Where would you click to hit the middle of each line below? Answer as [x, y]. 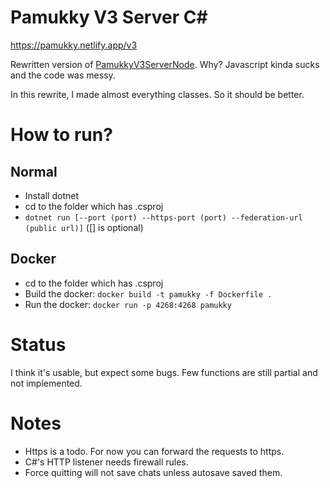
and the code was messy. [63, 75]
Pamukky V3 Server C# [109, 17]
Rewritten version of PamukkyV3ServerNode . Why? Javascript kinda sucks [165, 64]
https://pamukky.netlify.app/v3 [74, 45]
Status [38, 344]
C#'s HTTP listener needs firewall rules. [106, 462]
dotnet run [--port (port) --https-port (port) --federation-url [163, 217]
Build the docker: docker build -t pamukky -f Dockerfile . [148, 293]
